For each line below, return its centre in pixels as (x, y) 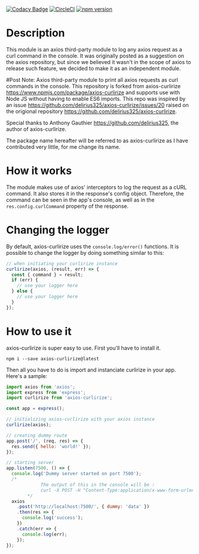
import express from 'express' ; (46, 392)
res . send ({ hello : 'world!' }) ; (52, 446)
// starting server (30, 463)
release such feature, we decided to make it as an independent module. (94, 68)
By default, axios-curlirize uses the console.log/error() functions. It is (93, 246)
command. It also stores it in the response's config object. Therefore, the (95, 193)
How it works (39, 171)
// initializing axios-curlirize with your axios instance (81, 419)
